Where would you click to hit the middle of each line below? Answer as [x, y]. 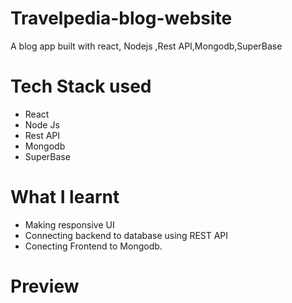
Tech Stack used [81, 86]
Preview [45, 286]
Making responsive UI [69, 224]
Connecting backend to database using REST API [126, 235]
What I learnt [65, 197]
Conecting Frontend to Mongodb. [93, 246]
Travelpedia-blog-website [121, 18]
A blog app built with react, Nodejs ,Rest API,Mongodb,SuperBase [146, 46]
